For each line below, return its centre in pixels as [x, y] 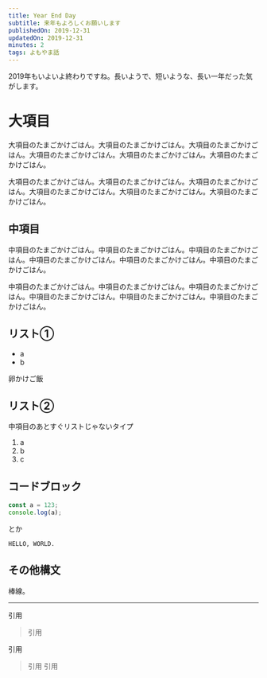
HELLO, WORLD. [32, 544]
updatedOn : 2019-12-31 [46, 38]
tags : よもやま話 [34, 53]
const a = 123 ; [33, 505]
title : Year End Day [43, 16]
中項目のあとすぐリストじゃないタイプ [71, 427]
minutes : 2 [26, 45]
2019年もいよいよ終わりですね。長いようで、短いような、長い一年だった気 [130, 76]
